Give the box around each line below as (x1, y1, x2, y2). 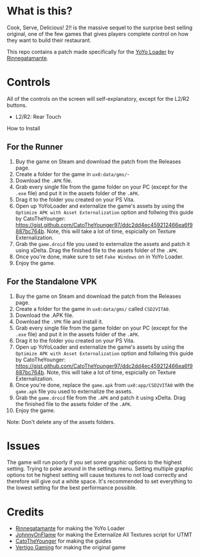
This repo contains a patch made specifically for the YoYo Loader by (7, 48, 174, 55)
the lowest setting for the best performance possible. (7, 484, 137, 491)
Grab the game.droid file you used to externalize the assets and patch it (15, 240, 190, 247)
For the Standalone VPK (7, 276, 98, 287)
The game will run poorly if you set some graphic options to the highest (7, 458, 182, 466)
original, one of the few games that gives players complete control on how (7, 30, 189, 37)
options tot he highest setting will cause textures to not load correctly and (7, 472, 187, 479)
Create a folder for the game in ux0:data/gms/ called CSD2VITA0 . (15, 305, 170, 312)
